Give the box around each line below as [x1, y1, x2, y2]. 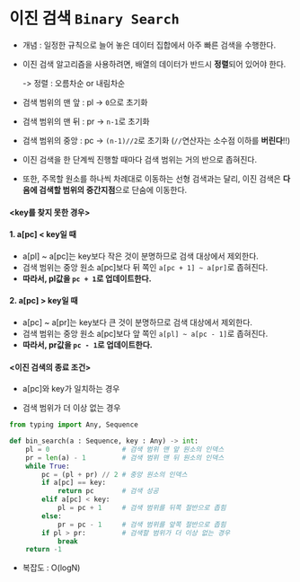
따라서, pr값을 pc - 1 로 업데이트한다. [22, 339, 153, 350]
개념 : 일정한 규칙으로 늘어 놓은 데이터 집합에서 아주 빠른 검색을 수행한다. [22, 40, 277, 50]
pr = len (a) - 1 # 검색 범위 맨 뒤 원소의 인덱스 [25, 453, 225, 463]
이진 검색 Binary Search [9, 8, 180, 29]
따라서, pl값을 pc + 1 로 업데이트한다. [22, 273, 152, 284]
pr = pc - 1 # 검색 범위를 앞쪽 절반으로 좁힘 [57, 520, 226, 529]
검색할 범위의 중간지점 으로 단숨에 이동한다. [39, 184, 188, 195]
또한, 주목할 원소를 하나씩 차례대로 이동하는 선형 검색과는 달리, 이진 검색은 [22, 172, 281, 184]
